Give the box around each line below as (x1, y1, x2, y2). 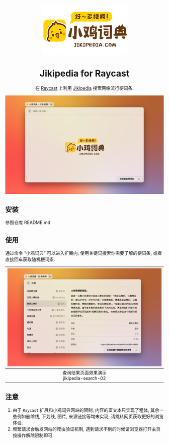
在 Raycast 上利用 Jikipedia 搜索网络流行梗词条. (35, 85, 134, 91)
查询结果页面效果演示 (62, 370, 107, 376)
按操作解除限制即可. (12, 432, 54, 438)
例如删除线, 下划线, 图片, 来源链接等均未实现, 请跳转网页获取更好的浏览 (17, 413, 164, 419)
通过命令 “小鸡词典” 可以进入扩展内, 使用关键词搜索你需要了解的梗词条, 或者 (5, 250, 162, 256)
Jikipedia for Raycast (39, 68, 130, 79)
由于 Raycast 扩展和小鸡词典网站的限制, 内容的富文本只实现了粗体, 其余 (12, 407, 159, 413)
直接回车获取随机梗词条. (5, 256, 55, 262)
